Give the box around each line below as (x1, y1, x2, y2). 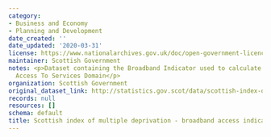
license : (8, 49, 38, 57)
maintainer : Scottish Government (8, 57, 121, 65)
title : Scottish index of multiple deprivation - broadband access (8, 117, 240, 125)
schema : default (8, 110, 63, 118)
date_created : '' (8, 34, 67, 43)
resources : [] (8, 102, 56, 110)
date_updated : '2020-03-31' (8, 42, 103, 50)
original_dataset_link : (8, 86, 89, 95)
